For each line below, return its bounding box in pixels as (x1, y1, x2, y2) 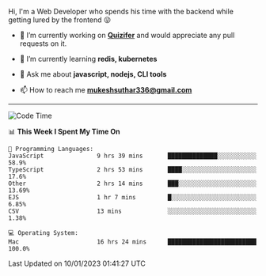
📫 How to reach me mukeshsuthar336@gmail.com (19, 85, 192, 94)
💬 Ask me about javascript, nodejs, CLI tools (19, 70, 167, 78)
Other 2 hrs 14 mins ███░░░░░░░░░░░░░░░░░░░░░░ (8, 180, 257, 187)
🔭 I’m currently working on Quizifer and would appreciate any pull (19, 31, 235, 40)
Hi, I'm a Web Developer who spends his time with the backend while (8, 7, 234, 16)
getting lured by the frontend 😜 (8, 15, 112, 25)
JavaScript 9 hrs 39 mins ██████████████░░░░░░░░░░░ (8, 152, 257, 160)
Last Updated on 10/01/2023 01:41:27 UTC (8, 259, 146, 268)
